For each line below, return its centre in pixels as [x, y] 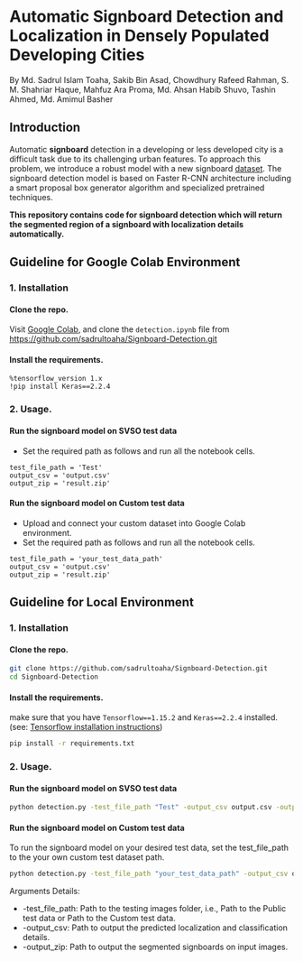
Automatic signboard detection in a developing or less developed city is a [147, 149]
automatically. [37, 234]
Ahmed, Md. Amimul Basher [61, 99]
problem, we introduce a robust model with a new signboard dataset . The [146, 168]
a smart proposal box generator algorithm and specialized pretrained [137, 188]
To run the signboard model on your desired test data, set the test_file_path [149, 848]
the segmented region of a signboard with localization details [127, 224]
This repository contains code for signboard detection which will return [146, 215]
